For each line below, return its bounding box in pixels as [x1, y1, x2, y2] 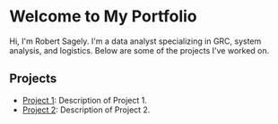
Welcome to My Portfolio [9, 6, 197, 27]
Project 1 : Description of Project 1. [22, 95, 148, 105]
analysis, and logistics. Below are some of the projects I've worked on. [9, 45, 270, 55]
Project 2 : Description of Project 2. [22, 104, 151, 115]
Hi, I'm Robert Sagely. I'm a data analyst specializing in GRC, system [9, 36, 262, 46]
